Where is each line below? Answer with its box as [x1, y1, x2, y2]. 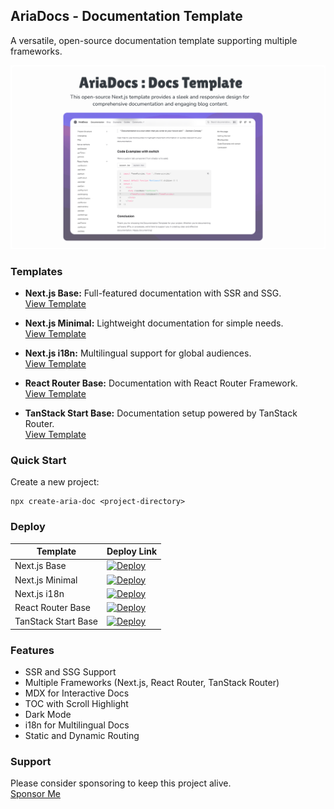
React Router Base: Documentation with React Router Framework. [24, 377, 298, 389]
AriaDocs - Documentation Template [10, 8, 243, 25]
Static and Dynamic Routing [24, 730, 140, 742]
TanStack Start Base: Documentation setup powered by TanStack [24, 407, 298, 419]
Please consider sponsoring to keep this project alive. [10, 777, 232, 789]
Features [10, 643, 55, 657]
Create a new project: [10, 476, 100, 488]
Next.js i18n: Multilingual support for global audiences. [24, 347, 252, 359]
